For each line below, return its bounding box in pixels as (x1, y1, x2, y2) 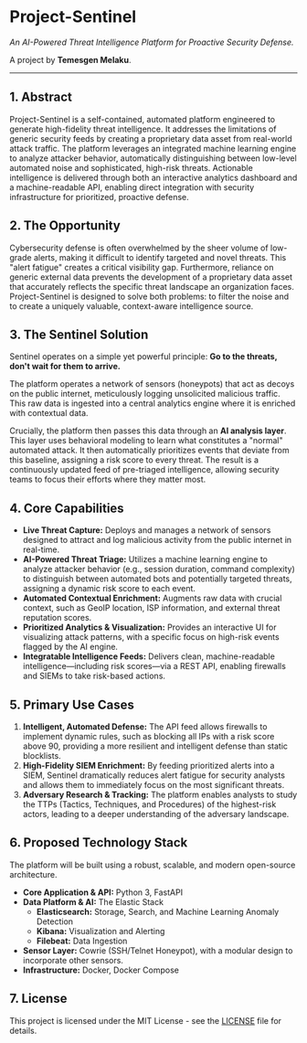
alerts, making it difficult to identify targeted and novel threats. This (33, 251, 287, 262)
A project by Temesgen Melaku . (9, 54, 132, 65)
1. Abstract (9, 90, 73, 105)
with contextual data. (9, 408, 89, 419)
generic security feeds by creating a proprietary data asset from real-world (9, 133, 292, 144)
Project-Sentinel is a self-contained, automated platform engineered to (9, 113, 276, 124)
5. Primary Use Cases (9, 697, 135, 712)
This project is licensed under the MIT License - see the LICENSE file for (9, 1015, 281, 1026)
